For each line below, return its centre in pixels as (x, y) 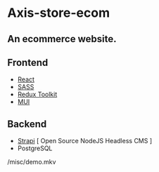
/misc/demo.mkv (32, 162)
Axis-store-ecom (59, 13)
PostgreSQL (35, 148)
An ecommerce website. (62, 39)
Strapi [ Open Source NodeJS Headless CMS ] (85, 141)
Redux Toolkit (37, 94)
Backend (27, 124)
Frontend (28, 62)
